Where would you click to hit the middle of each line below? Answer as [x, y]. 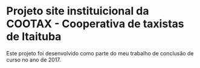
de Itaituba [34, 37]
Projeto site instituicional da [78, 11]
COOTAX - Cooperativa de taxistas [95, 24]
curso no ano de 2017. [34, 60]
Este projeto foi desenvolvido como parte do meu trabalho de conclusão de [100, 53]
